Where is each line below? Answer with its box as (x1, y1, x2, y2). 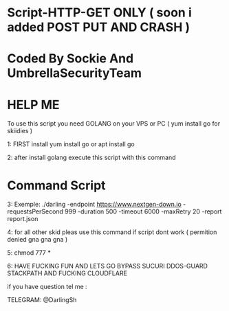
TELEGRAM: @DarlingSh (7, 296, 77, 304)
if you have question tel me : (7, 283, 87, 291)
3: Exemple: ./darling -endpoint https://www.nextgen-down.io (7, 200, 182, 209)
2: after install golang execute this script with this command (7, 153, 177, 162)
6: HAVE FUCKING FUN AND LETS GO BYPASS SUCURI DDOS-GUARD (7, 262, 208, 270)
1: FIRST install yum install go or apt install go (7, 140, 135, 148)
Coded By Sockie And (7, 51, 134, 67)
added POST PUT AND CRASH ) (7, 19, 190, 35)
